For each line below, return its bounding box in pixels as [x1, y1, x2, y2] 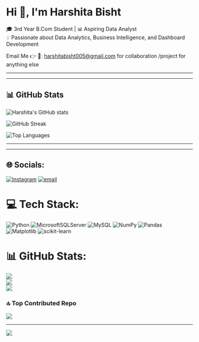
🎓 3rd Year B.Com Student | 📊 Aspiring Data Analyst [6, 25, 137, 32]
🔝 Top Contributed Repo [6, 299, 77, 308]
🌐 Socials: [6, 160, 45, 170]
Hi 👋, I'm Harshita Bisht [6, 5, 121, 19]
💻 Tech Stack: [6, 197, 79, 211]
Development [6, 40, 39, 47]
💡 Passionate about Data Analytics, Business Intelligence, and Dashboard [6, 34, 185, 41]
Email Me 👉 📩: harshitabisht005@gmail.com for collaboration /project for [6, 52, 186, 59]
